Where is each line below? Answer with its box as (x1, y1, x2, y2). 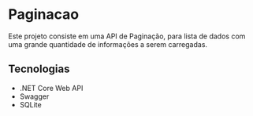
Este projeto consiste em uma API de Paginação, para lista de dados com (8, 31, 246, 41)
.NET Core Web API (19, 83, 84, 92)
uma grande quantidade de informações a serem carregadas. (8, 39, 207, 49)
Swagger (19, 92, 50, 101)
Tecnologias (8, 63, 70, 76)
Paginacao (8, 5, 80, 24)
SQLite (19, 100, 42, 109)
